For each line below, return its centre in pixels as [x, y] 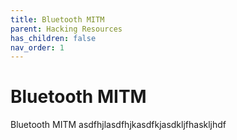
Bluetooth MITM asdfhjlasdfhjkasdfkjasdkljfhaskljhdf [118, 125]
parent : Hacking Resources [66, 29]
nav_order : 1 [37, 47]
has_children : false [53, 38]
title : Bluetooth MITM [57, 19]
